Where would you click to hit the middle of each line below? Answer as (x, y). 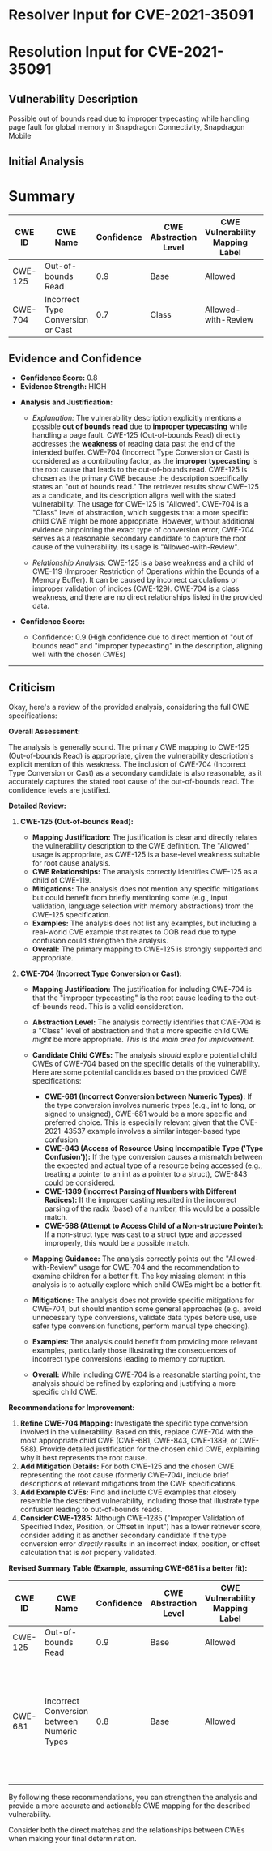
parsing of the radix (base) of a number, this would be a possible (152, 1208)
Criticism (32, 688)
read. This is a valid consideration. (126, 1007)
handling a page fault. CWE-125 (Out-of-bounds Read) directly (136, 435)
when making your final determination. (72, 1839)
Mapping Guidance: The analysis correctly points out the (128, 1259)
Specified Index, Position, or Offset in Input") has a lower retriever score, (141, 1527)
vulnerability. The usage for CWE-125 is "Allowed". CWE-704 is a (140, 504)
